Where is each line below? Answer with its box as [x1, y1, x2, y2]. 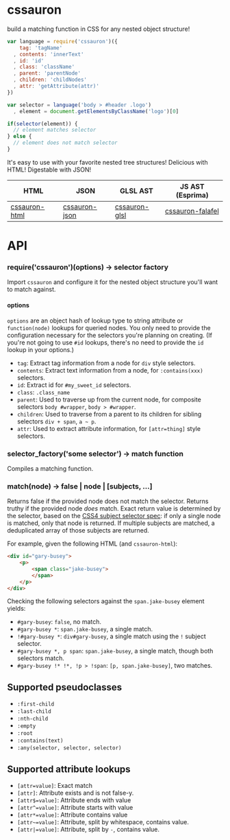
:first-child [16, 701, 55, 708]
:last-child [16, 708, 51, 715]
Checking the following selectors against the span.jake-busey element [7, 597, 205, 605]
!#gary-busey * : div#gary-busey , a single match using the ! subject [16, 632, 207, 640]
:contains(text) [16, 737, 64, 745]
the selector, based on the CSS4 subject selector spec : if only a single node [7, 512, 221, 520]
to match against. [7, 285, 56, 294]
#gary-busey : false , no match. [16, 618, 101, 626]
